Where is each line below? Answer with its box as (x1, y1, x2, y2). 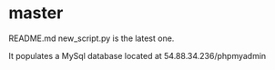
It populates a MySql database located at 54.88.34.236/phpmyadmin (8, 50, 267, 61)
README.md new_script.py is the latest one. (8, 33, 175, 44)
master (8, 3, 64, 24)
